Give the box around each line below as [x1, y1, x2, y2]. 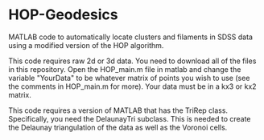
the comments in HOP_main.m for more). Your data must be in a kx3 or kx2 [8, 82, 257, 91]
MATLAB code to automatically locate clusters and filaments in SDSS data [8, 32, 254, 42]
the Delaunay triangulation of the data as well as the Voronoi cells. [8, 122, 228, 132]
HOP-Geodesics [8, 6, 118, 24]
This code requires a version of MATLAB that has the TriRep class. [8, 106, 228, 115]
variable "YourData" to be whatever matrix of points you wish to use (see [8, 73, 250, 82]
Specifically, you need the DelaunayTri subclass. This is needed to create [8, 114, 251, 123]
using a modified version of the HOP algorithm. [8, 40, 164, 50]
